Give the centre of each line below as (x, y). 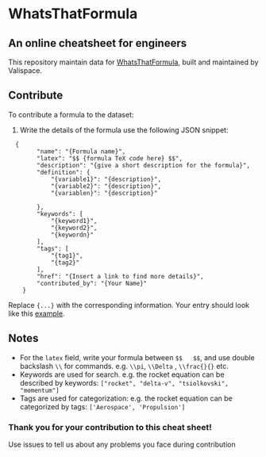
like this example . (37, 313)
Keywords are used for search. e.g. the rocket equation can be (122, 374)
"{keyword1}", (74, 221)
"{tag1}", (67, 255)
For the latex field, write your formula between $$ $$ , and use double (137, 357)
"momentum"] (39, 390)
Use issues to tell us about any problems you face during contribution (122, 444)
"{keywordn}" (72, 235)
